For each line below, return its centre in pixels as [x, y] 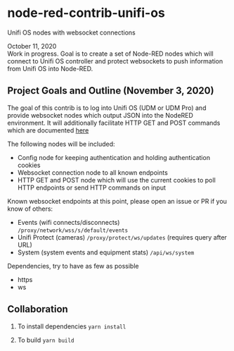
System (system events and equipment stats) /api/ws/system [106, 252]
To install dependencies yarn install [72, 326]
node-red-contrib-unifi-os [86, 13]
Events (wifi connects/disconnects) [69, 222]
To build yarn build [46, 340]
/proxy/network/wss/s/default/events [73, 230]
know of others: [30, 209]
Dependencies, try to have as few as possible [73, 266]
